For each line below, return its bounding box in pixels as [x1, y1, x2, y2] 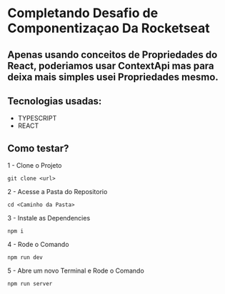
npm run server [7, 280, 53, 288]
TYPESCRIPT [17, 114, 57, 123]
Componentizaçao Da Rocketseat [7, 20, 211, 36]
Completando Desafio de [7, 5, 159, 21]
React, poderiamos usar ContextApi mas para [7, 59, 214, 72]
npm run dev [7, 254, 43, 261]
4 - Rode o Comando [7, 240, 69, 249]
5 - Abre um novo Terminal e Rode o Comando [7, 266, 144, 275]
